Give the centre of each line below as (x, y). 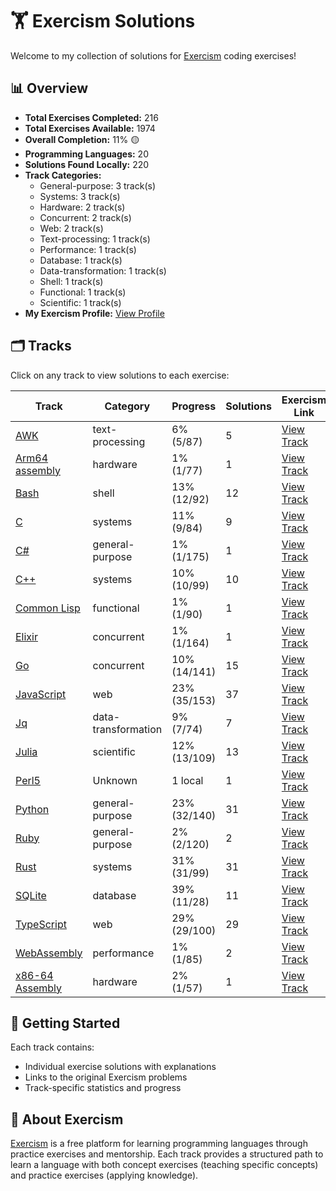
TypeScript (41, 924)
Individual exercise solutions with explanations (120, 1067)
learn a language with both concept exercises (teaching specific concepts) (164, 1165)
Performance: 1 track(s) (88, 249)
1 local (187, 780)
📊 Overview (49, 88)
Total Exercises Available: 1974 (90, 128)
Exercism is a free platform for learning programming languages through (159, 1144)
